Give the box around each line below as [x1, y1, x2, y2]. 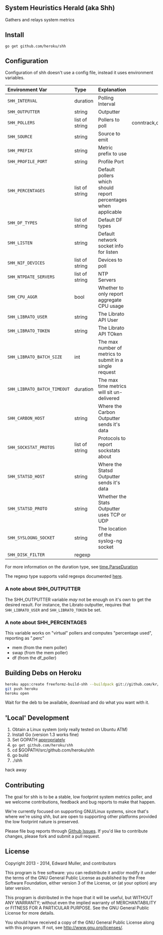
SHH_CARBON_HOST [7, 416, 45, 421]
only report [98, 291, 124, 298]
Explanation [98, 86, 126, 93]
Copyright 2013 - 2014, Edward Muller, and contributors [5, 860, 116, 866]
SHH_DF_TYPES [7, 220, 38, 226]
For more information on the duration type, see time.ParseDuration [5, 564, 138, 570]
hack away [5, 767, 27, 773]
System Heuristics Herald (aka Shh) [5, 4, 115, 12]
